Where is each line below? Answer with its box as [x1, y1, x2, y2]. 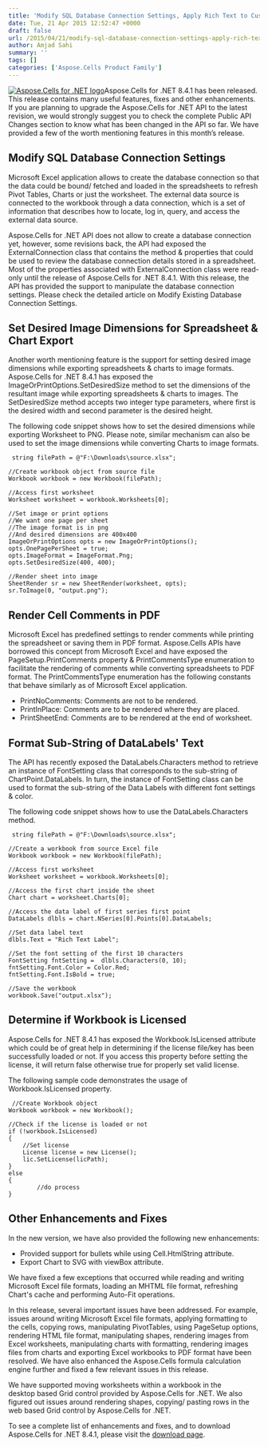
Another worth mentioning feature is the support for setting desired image [8, 355, 251, 364]
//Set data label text [8, 928, 84, 936]
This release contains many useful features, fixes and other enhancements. [8, 93, 256, 104]
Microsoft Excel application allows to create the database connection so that [8, 173, 259, 182]
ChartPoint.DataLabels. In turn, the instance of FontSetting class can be [8, 774, 244, 784]
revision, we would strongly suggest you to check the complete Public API [8, 111, 252, 121]
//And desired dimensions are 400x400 [8, 531, 137, 539]
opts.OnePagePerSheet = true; [8, 545, 109, 553]
